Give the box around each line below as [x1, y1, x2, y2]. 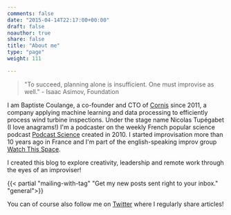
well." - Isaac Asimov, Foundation [24, 87, 120, 95]
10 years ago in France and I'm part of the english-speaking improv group [7, 138, 217, 146]
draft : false [7, 23, 45, 30]
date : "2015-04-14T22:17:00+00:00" [7, 17, 110, 24]
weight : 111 [7, 55, 41, 62]
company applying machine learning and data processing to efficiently [7, 108, 208, 116]
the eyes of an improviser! [7, 165, 82, 174]
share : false [7, 36, 45, 43]
